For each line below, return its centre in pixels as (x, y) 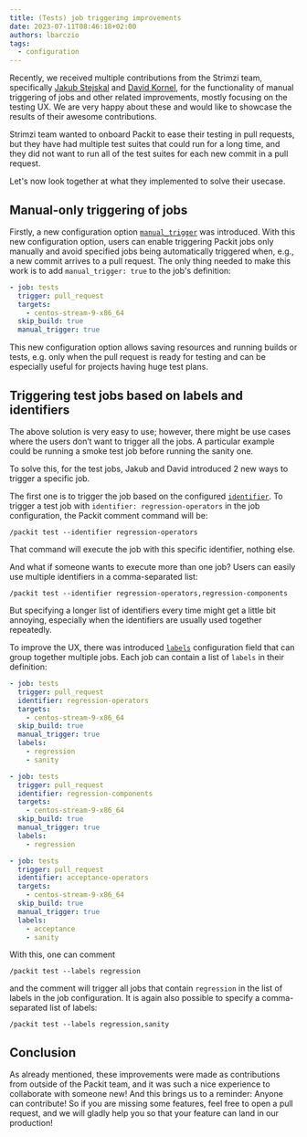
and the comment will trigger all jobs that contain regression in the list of (146, 988)
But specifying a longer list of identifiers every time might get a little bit (143, 610)
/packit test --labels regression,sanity (90, 1025)
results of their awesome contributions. (83, 117)
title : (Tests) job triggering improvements (95, 18)
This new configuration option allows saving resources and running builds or (153, 347)
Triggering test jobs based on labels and (127, 395)
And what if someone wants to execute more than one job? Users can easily (153, 567)
